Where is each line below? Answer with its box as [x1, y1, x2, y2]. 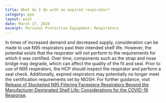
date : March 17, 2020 [5, 21, 50, 26]
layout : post [5, 16, 32, 21]
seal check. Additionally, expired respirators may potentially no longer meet [5, 71, 160, 77]
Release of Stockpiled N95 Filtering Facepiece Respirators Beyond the [5, 82, 149, 88]
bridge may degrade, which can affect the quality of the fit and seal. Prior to [5, 61, 161, 67]
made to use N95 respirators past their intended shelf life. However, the [5, 45, 152, 51]
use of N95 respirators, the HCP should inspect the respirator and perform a [5, 66, 162, 72]
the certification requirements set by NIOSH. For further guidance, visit [5, 77, 150, 83]
